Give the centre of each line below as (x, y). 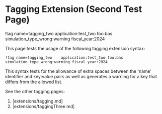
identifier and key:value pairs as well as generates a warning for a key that (81, 76)
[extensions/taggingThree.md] (43, 106)
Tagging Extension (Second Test (74, 9)
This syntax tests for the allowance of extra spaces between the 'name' (78, 71)
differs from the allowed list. (34, 82)
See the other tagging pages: (35, 91)
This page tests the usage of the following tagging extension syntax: (75, 48)
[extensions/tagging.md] (38, 101)
